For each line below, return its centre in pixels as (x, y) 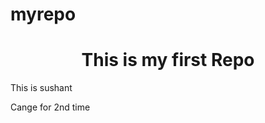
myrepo (43, 14)
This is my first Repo (168, 60)
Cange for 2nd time (50, 107)
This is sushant (41, 88)
